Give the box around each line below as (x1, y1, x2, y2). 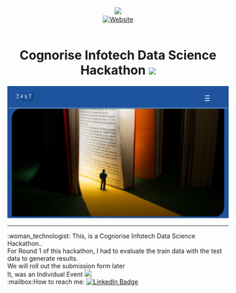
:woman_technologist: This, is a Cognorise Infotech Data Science (7, 232, 195, 240)
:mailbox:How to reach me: (7, 278, 85, 286)
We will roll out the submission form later (7, 261, 125, 270)
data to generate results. (7, 254, 79, 263)
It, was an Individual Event (7, 270, 83, 278)
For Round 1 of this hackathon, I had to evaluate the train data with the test (7, 247, 223, 255)
